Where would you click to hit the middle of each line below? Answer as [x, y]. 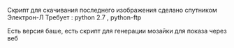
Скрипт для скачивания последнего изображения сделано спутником [112, 10]
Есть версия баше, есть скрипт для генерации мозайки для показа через [117, 31]
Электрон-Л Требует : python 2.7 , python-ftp [74, 17]
